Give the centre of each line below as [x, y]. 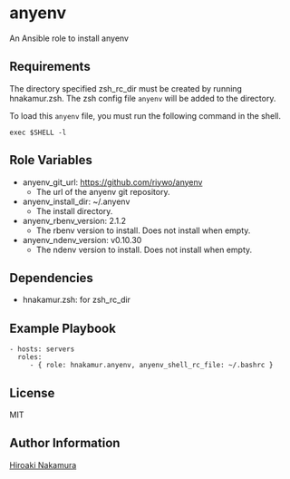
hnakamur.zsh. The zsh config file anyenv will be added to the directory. [143, 98]
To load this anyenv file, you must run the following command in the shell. [145, 115]
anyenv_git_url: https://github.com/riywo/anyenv [112, 182]
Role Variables [51, 160]
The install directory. [74, 210]
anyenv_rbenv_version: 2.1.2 [74, 220]
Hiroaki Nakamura [43, 464]
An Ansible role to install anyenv [69, 38]
